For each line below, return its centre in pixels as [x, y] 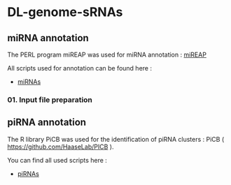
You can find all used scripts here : [57, 160]
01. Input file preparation [50, 100]
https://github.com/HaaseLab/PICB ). [61, 147]
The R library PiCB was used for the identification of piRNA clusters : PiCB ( [116, 139]
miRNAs [29, 82]
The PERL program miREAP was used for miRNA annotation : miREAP [107, 54]
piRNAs [28, 173]
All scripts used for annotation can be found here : [80, 68]
